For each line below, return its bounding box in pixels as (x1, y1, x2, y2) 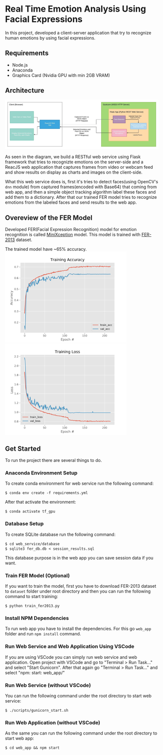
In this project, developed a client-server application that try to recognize (5, 30, 152, 35)
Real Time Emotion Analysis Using (5, 3, 146, 15)
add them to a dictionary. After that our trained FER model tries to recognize (5, 194, 157, 200)
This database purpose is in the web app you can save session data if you (5, 555, 154, 561)
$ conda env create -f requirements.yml (5, 491, 89, 495)
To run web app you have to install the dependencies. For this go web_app (5, 626, 152, 632)
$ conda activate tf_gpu (5, 509, 55, 514)
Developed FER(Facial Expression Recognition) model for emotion (5, 227, 137, 232)
